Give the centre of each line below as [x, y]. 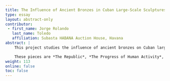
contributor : [19, 24]
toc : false [17, 71]
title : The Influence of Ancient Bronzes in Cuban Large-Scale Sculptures [86, 10]
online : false [20, 66]
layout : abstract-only [29, 19]
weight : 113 [18, 61]
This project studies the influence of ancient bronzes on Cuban [85, 48]
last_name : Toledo [31, 33]
